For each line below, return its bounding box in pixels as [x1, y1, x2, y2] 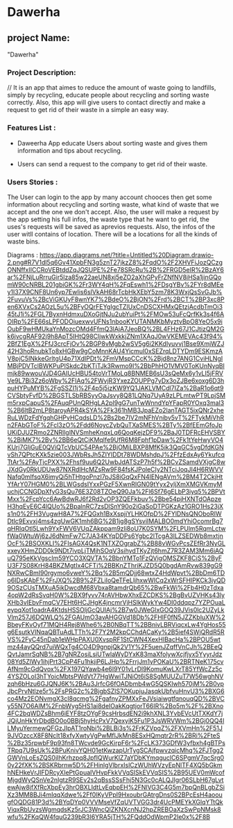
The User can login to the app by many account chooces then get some [7, 193, 213, 201]
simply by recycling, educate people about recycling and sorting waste [7, 91, 209, 99]
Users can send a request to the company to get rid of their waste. [17, 159, 208, 168]
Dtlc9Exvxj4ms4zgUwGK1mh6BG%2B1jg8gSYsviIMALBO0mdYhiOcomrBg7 [7, 516, 223, 525]
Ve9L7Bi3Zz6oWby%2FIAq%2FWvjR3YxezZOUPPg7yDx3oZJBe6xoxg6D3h [7, 376, 225, 385]
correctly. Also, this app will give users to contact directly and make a [7, 98, 206, 106]
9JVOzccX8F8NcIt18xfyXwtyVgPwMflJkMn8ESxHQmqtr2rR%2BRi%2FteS [7, 731, 221, 740]
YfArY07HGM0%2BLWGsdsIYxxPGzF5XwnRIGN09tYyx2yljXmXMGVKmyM [7, 479, 223, 488]
